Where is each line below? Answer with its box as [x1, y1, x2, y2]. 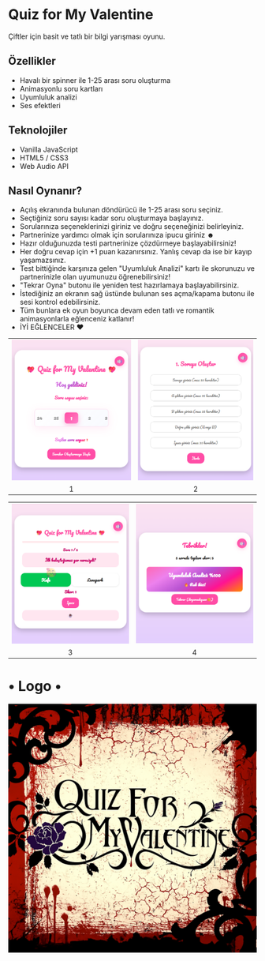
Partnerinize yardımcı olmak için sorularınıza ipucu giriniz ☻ [19, 231, 215, 240]
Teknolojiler [8, 124, 68, 137]
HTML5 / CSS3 [19, 152, 69, 163]
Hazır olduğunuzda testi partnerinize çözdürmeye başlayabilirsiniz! [19, 238, 237, 248]
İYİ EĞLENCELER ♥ [19, 322, 84, 332]
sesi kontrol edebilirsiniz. [19, 298, 101, 307]
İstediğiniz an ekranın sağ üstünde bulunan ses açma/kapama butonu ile [19, 289, 255, 298]
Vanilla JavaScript [19, 145, 79, 154]
